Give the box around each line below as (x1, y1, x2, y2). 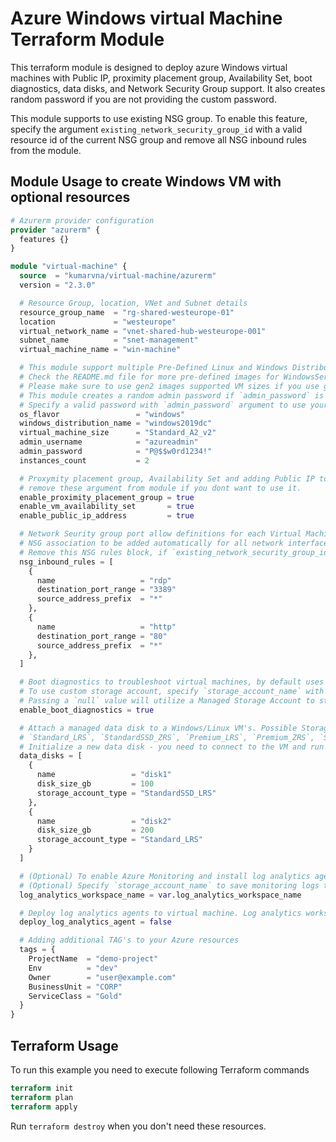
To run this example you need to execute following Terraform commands (10, 1063, 310, 1076)
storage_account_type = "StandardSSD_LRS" (36, 788, 217, 798)
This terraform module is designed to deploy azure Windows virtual (10, 61, 288, 73)
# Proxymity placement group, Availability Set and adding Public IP (19, 473, 315, 484)
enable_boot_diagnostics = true (19, 705, 155, 715)
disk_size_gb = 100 (36, 779, 155, 789)
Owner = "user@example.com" (28, 972, 177, 982)
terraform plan (10, 1092, 74, 1102)
